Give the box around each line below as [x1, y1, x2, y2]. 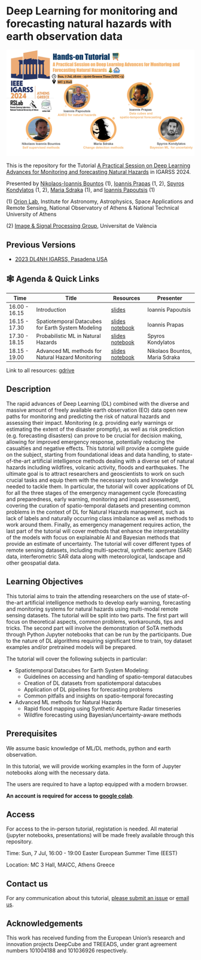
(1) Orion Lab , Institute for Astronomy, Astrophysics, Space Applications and [6, 198, 194, 205]
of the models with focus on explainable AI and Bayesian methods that [6, 533, 179, 541]
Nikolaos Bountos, [147, 347, 192, 354]
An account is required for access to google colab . [6, 792, 135, 799]
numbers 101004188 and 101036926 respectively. [6, 947, 128, 954]
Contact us [6, 879, 48, 889]
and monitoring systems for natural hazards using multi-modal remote [6, 605, 179, 612]
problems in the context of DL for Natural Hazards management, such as [6, 508, 185, 515]
